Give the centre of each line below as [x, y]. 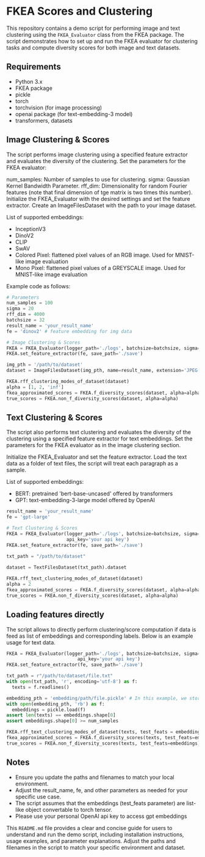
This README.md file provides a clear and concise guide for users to [89, 828]
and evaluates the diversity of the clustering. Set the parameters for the [96, 161]
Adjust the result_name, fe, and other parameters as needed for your [101, 790]
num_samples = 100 [30, 303]
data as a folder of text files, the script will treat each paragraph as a [92, 464]
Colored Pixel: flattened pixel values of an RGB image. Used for [94, 255]
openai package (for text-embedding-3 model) [74, 114]
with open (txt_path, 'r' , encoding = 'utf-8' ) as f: [72, 682]
